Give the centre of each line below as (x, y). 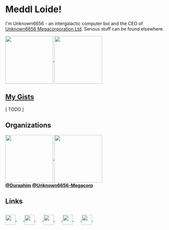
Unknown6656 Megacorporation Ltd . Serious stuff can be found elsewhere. (85, 28)
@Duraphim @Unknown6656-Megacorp (49, 185)
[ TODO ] (15, 109)
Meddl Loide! (34, 9)
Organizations (28, 125)
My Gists (20, 97)
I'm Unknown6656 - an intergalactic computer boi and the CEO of (74, 23)
